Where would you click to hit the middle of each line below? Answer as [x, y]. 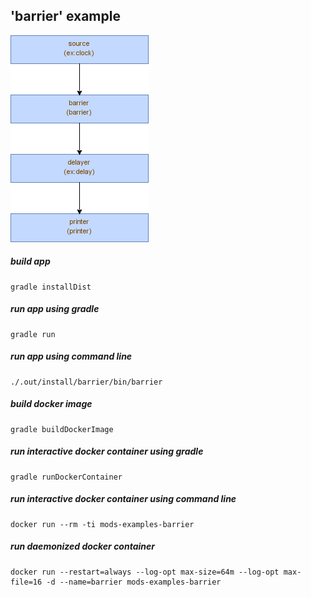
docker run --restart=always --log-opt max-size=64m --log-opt [145, 572]
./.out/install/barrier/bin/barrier [86, 382]
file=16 [26, 582]
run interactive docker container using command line [123, 499]
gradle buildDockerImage [62, 429]
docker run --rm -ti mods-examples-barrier [102, 524]
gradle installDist [51, 287]
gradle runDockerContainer [66, 477]
